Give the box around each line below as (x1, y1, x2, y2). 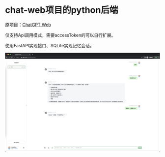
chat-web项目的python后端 (5, 4, 118, 16)
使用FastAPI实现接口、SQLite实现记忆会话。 (5, 42, 94, 48)
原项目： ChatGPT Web (5, 22, 52, 28)
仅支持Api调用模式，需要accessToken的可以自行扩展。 (5, 32, 116, 38)
